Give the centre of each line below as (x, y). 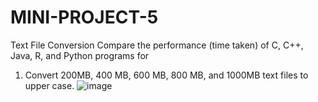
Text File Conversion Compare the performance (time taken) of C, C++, (157, 45)
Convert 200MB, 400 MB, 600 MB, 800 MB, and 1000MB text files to (166, 75)
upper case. (49, 85)
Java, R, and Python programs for (80, 55)
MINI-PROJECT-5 (84, 17)
